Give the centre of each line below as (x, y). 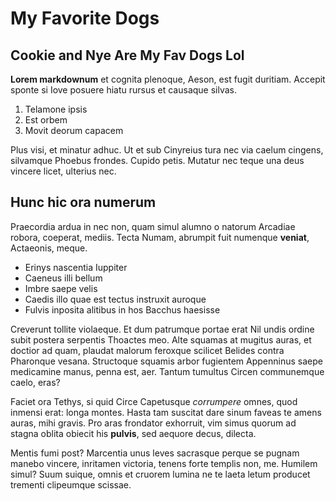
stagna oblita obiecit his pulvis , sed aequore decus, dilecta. (133, 433)
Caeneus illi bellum (63, 278)
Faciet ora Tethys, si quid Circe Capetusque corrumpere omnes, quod (154, 401)
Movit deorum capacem (74, 130)
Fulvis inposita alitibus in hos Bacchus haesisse (122, 309)
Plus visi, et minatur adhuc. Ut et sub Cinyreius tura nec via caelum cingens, (167, 150)
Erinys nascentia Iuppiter (76, 267)
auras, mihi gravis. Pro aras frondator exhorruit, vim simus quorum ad (153, 423)
